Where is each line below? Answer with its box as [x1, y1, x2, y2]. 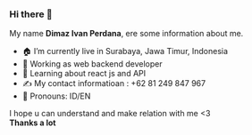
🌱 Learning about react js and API [21, 68, 147, 79]
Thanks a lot [9, 117, 56, 128]
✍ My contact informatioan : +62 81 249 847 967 [21, 78, 206, 89]
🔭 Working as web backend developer [21, 59, 163, 69]
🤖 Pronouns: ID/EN [21, 91, 91, 101]
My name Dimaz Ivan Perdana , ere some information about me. [9, 28, 244, 39]
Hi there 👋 [9, 8, 54, 20]
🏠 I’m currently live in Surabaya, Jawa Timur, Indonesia [21, 46, 229, 57]
